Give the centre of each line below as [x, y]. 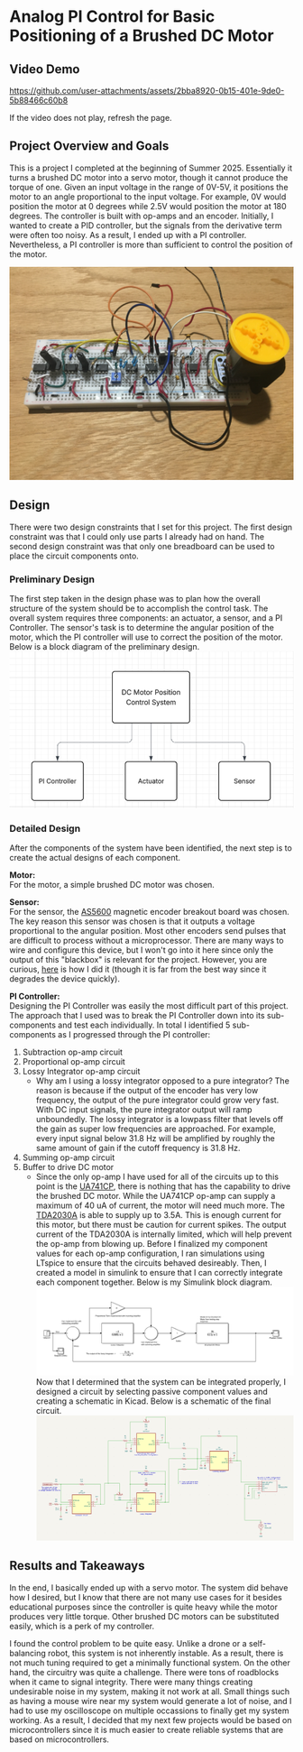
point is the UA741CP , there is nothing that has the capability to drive [163, 1186]
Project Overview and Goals [89, 146]
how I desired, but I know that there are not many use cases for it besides [146, 1597]
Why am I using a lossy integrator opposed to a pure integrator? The [163, 1081]
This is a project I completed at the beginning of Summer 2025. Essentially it [151, 168]
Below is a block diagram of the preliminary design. [105, 646]
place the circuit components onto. [74, 556]
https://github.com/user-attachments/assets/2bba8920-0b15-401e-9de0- [147, 91]
